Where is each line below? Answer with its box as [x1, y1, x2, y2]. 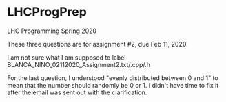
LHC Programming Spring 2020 [7, 27, 97, 35]
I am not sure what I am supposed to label [7, 53, 126, 62]
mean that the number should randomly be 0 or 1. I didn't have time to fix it [7, 81, 219, 89]
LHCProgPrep [7, 4, 88, 20]
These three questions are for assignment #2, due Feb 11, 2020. [7, 40, 188, 48]
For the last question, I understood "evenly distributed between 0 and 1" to [7, 73, 218, 82]
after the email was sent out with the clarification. [7, 88, 147, 97]
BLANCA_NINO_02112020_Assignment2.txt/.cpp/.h [7, 60, 150, 68]
